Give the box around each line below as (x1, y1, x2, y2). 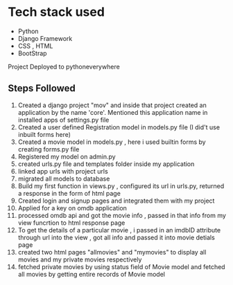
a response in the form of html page (17, 189, 121, 197)
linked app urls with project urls (17, 167, 108, 175)
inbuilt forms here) (17, 130, 71, 138)
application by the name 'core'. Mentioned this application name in (17, 108, 208, 116)
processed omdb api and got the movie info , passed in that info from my (17, 211, 226, 219)
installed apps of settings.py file (17, 116, 110, 124)
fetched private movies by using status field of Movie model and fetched (17, 262, 225, 270)
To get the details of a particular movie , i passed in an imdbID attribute (17, 226, 221, 234)
